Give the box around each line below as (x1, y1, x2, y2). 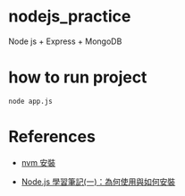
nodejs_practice (8, 6, 131, 27)
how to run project (8, 67, 147, 88)
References (8, 127, 96, 147)
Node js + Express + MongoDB (8, 36, 122, 47)
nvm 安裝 (21, 157, 55, 167)
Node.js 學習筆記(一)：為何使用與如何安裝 (21, 176, 176, 187)
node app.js (8, 97, 53, 106)
